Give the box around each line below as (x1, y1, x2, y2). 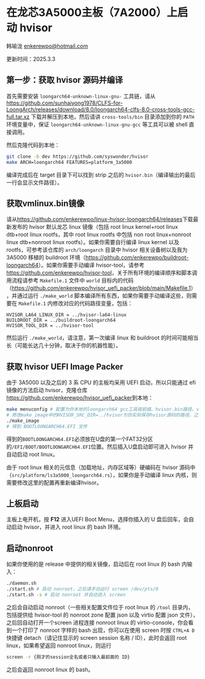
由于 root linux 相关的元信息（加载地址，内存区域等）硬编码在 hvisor (6, 463, 178, 471)
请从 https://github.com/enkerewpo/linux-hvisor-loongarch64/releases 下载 (6, 215, 193, 223)
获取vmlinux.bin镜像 (6, 198, 85, 209)
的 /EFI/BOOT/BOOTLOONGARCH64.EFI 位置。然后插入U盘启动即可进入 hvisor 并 (6, 443, 194, 450)
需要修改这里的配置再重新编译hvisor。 (6, 478, 103, 486)
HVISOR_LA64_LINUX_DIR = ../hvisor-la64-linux (6, 312, 127, 318)
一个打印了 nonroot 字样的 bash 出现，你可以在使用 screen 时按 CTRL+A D (11, 626, 195, 634)
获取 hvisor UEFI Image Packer (6, 362, 124, 372)
